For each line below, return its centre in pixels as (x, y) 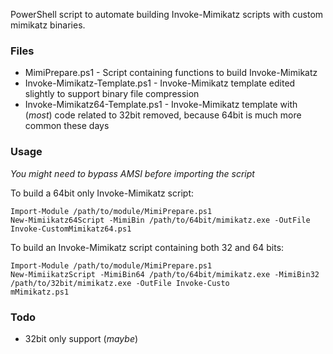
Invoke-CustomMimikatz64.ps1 (71, 229)
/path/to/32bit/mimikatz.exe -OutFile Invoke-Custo (120, 283)
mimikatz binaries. (48, 25)
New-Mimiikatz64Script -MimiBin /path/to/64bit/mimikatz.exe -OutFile (160, 220)
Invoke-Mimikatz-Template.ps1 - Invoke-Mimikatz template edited (160, 83)
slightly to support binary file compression (112, 94)
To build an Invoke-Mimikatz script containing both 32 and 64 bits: (147, 247)
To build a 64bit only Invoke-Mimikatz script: (102, 193)
